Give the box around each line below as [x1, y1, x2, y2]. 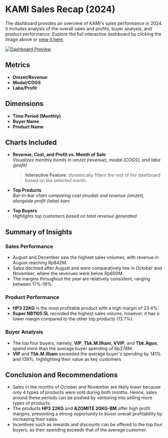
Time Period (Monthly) [12, 113, 62, 119]
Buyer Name [12, 118, 39, 124]
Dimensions [5, 99, 44, 108]
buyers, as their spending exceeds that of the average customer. [12, 427, 147, 433]
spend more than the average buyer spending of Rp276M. [12, 345, 134, 351]
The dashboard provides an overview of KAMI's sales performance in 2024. [5, 20, 163, 26]
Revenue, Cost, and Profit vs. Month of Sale [12, 151, 106, 157]
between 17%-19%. [12, 281, 53, 287]
